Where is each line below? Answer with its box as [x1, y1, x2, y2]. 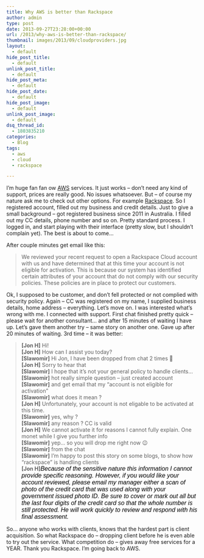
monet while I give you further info [21, 433, 108, 440]
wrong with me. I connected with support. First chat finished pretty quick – [6, 311, 194, 318]
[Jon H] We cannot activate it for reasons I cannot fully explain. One [21, 426, 192, 433]
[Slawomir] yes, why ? [21, 413, 78, 421]
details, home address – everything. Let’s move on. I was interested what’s [6, 304, 193, 311]
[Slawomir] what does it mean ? [21, 394, 102, 401]
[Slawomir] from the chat [21, 446, 85, 453]
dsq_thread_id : [6, 123, 45, 129]
